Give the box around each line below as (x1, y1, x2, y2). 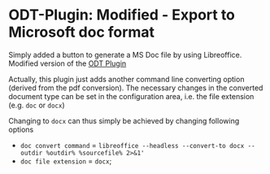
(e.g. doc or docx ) (8, 100, 65, 110)
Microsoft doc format (8, 23, 155, 41)
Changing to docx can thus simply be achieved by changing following (8, 115, 240, 125)
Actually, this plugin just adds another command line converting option (8, 74, 245, 84)
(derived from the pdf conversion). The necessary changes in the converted (8, 83, 263, 93)
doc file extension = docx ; (20, 156, 112, 166)
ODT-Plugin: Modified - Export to (8, 6, 236, 24)
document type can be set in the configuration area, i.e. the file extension (8, 91, 255, 101)
